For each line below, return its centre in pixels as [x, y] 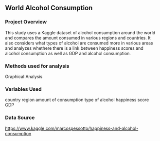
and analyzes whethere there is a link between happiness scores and [74, 48]
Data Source [20, 118]
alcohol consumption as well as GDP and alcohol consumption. [68, 53]
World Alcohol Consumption [49, 8]
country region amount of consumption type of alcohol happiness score [77, 100]
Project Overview [26, 22]
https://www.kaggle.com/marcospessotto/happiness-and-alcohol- [72, 128]
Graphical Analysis [24, 76]
